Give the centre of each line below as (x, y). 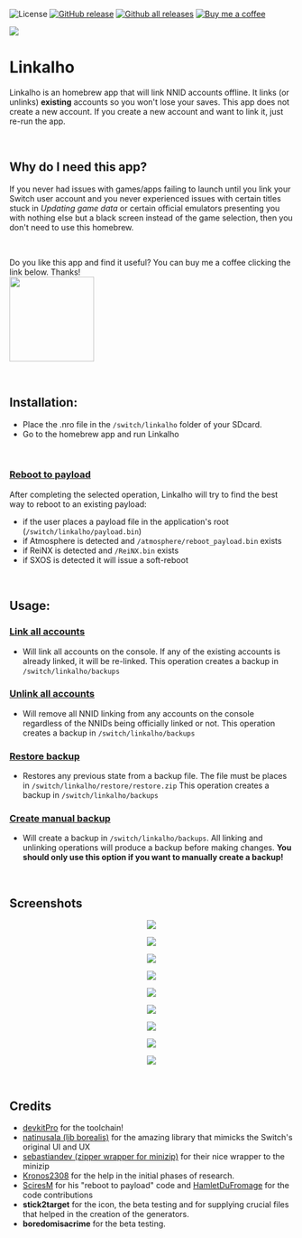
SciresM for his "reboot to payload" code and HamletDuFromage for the (156, 1186)
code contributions (57, 1195)
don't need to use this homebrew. (72, 227)
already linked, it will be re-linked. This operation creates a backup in (151, 661)
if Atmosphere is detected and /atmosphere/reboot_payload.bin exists (152, 540)
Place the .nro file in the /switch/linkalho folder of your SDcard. (142, 424)
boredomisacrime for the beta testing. (94, 1224)
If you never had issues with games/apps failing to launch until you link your (150, 189)
